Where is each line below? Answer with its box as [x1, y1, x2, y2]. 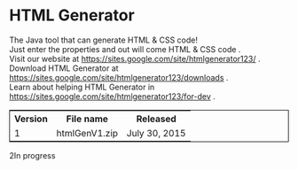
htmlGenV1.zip [56, 127, 118, 139]
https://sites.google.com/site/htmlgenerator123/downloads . [9, 72, 229, 82]
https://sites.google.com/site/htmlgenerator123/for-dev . [9, 90, 216, 102]
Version [14, 112, 49, 125]
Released [136, 112, 177, 125]
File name [66, 112, 109, 125]
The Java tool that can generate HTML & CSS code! [9, 35, 198, 45]
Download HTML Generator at [9, 63, 119, 73]
